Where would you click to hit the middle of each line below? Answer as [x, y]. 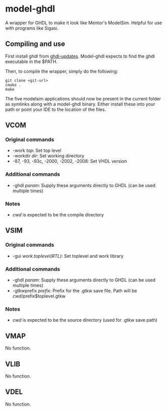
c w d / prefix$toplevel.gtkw [39, 296]
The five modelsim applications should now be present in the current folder [83, 98]
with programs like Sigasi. [32, 28]
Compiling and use [35, 44]
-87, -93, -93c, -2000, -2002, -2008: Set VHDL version [70, 161]
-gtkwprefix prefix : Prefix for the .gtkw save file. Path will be [75, 291]
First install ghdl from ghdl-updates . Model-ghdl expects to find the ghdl [80, 56]
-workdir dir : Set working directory [48, 156]
